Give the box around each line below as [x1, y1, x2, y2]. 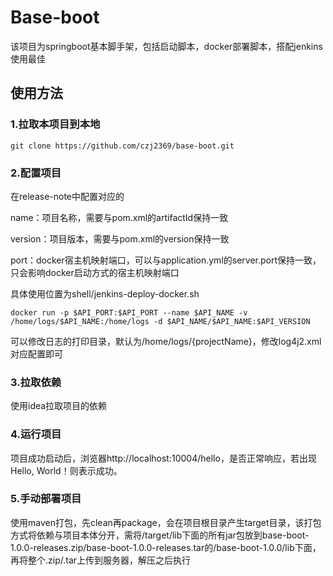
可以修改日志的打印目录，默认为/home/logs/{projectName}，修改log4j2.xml [10, 335, 322, 347]
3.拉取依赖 [10, 375, 62, 389]
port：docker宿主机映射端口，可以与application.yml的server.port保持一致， [10, 254, 322, 266]
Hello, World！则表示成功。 [10, 464, 123, 476]
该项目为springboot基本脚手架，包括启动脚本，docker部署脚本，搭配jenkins [10, 40, 323, 52]
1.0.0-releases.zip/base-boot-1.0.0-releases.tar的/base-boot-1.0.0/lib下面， [10, 541, 322, 553]
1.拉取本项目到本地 [10, 117, 101, 131]
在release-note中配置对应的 [10, 190, 125, 202]
